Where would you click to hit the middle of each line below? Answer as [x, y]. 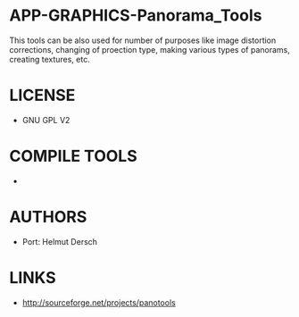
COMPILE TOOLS [73, 156]
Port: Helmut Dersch [60, 241]
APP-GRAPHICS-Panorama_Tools [136, 16]
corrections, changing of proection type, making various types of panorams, [149, 49]
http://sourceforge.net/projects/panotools [99, 302]
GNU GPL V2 [46, 120]
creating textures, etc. [50, 59]
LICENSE [42, 96]
